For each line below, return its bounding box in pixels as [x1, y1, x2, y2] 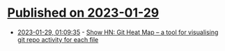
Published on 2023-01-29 [7, 5, 160, 21]
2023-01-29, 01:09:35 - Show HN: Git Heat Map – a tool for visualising [17, 28, 219, 36]
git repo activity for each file [17, 35, 99, 43]
